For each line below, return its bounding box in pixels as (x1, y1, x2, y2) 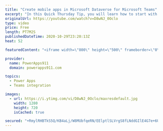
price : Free (5, 25, 29, 30)
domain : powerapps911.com (9, 65, 62, 70)
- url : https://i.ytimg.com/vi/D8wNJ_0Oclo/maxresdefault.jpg (9, 96, 138, 101)
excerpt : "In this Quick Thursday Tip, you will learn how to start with (5, 12, 158, 16)
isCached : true (14, 110, 45, 115)
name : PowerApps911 (9, 61, 49, 65)
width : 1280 (14, 100, 38, 106)
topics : (5, 74, 21, 79)
